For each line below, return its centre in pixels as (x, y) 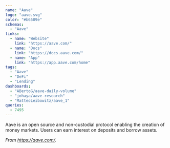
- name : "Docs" (26, 48)
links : (12, 34)
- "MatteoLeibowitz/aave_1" (40, 100)
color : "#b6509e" (24, 19)
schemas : (15, 24)
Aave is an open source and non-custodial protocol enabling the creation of (85, 124)
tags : (11, 67)
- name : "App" (25, 58)
